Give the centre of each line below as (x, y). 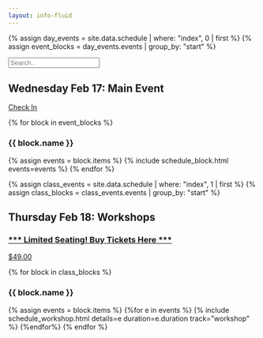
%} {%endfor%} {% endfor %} (58, 327)
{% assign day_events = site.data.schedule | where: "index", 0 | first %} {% (130, 38)
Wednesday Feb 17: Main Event (86, 89)
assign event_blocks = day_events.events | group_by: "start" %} (112, 46)
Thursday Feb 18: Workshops (82, 218)
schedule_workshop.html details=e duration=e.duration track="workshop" (129, 318)
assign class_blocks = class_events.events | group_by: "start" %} (115, 192)
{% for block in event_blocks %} (61, 122)
